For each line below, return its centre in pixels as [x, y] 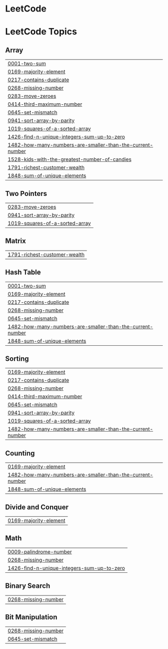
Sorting [17, 359]
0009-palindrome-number [40, 552]
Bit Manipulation [31, 617]
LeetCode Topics [41, 32]
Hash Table [23, 272]
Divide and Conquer [37, 507]
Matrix [15, 241]
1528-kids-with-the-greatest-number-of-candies [69, 159]
